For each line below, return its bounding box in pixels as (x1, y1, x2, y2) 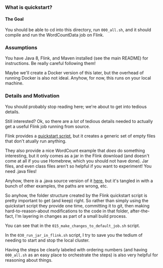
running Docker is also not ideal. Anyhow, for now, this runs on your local (5, 75, 151, 81)
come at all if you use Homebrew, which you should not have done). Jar (5, 158, 149, 164)
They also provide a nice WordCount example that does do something (5, 147, 145, 153)
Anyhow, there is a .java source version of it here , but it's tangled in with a (5, 178, 153, 184)
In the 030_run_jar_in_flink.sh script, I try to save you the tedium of (5, 232, 143, 238)
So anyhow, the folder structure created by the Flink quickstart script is (5, 192, 147, 198)
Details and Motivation (5, 92, 60, 99)
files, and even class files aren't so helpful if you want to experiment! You (5, 163, 152, 169)
